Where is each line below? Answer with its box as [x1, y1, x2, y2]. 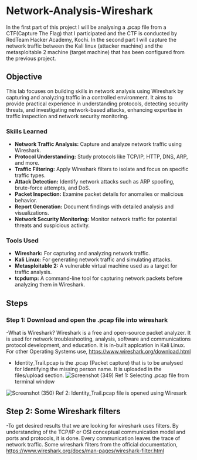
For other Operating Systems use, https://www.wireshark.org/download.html [6, 348, 191, 355]
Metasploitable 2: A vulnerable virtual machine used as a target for [14, 262, 178, 269]
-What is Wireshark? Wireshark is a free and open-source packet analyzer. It [6, 329, 191, 336]
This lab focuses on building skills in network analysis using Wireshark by [6, 87, 184, 95]
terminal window [14, 378, 55, 385]
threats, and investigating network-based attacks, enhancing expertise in [6, 106, 183, 113]
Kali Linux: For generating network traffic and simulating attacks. [14, 256, 172, 263]
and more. [14, 159, 40, 166]
